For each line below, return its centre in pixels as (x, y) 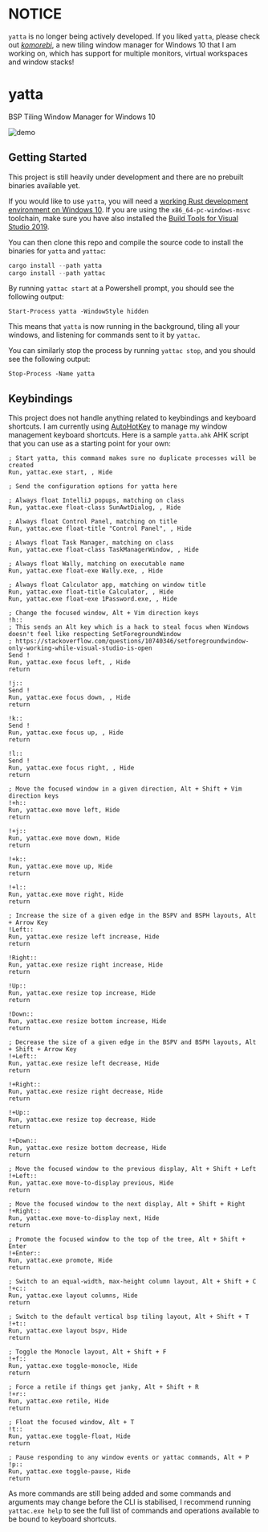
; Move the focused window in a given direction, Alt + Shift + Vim (125, 789)
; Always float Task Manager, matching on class (91, 543)
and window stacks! (41, 62)
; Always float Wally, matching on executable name (96, 564)
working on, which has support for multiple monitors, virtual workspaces (128, 53)
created (21, 466)
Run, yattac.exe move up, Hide (61, 867)
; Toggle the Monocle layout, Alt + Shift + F (87, 1352)
